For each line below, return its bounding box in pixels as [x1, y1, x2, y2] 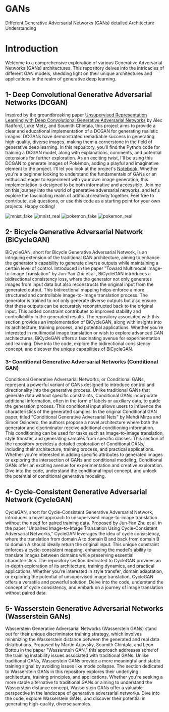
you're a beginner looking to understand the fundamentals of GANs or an [5, 171, 157, 177]
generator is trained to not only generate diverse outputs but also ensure [5, 297, 156, 304]
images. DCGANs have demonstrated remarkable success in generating [5, 133, 155, 139]
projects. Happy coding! [5, 203, 55, 209]
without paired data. [5, 590, 47, 596]
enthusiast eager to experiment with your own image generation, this [5, 176, 148, 182]
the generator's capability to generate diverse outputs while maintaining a [5, 260, 159, 266]
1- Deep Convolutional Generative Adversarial [5, 91, 152, 99]
